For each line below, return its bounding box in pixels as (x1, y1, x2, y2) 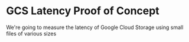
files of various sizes (6, 30, 57, 37)
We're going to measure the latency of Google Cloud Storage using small (6, 24, 184, 31)
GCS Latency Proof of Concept (6, 4, 159, 18)
